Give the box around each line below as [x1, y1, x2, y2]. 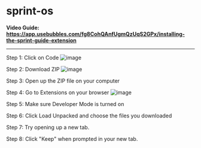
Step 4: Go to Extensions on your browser [6, 89, 109, 96]
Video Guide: [6, 24, 40, 31]
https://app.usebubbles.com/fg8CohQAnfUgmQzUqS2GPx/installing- [6, 30, 185, 37]
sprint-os [6, 4, 54, 18]
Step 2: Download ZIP [6, 65, 60, 73]
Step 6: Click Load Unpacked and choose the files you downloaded [6, 112, 172, 119]
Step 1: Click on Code [6, 54, 59, 61]
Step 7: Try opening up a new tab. [6, 123, 90, 131]
